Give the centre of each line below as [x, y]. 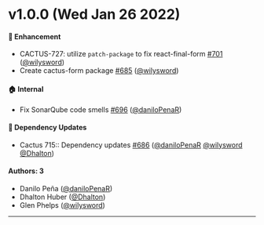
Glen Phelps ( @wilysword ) [62, 205]
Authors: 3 [26, 171]
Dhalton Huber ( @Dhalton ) [62, 197]
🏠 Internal [26, 89]
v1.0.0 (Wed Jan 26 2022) [94, 15]
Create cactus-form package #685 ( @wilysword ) [99, 71]
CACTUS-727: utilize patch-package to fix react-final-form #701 [121, 54]
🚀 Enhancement [35, 36]
